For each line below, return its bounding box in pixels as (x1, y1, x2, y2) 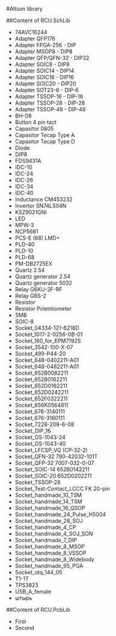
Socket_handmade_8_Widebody (14, 556, 95, 563)
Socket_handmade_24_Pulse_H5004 (14, 511, 106, 518)
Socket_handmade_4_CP (14, 523, 76, 531)
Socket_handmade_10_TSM (14, 491, 82, 499)
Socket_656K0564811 (14, 402, 69, 408)
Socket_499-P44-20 (14, 350, 66, 357)
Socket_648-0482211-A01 (14, 363, 79, 370)
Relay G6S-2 (14, 292, 47, 299)
